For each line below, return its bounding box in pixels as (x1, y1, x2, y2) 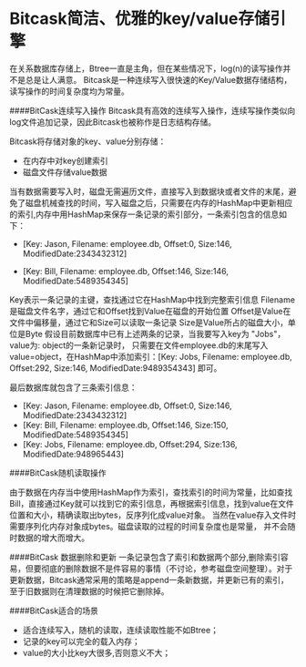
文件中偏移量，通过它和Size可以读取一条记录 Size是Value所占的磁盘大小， (9, 316, 289, 328)
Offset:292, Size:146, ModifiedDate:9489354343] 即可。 (9, 362, 222, 374)
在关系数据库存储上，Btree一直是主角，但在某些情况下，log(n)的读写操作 (9, 63, 283, 74)
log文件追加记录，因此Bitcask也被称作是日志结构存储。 (9, 116, 217, 128)
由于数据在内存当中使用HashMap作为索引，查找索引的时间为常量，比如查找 (9, 487, 293, 498)
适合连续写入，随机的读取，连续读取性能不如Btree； (22, 624, 219, 635)
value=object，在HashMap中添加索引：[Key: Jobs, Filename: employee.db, (9, 351, 293, 362)
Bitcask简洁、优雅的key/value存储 (9, 8, 270, 29)
